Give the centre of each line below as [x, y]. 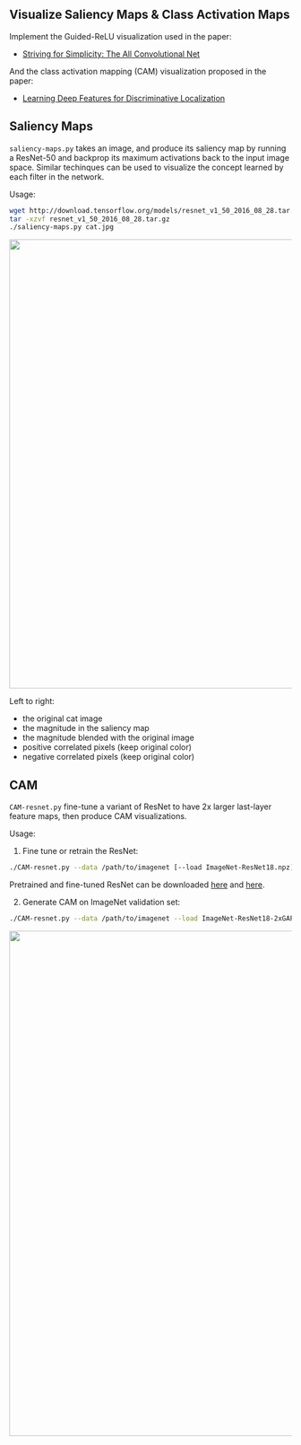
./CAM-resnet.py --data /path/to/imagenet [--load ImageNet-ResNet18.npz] [152, 868]
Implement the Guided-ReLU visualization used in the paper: [120, 36]
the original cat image [62, 718]
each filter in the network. [57, 176]
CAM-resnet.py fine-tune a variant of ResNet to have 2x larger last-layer [140, 806]
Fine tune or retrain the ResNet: [80, 851]
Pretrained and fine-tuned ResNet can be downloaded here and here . [137, 885]
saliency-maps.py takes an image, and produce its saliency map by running [148, 148]
